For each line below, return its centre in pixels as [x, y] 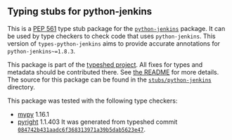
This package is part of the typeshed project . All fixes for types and [105, 64]
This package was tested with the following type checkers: [92, 101]
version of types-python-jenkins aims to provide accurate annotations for [114, 43]
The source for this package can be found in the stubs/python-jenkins [110, 79]
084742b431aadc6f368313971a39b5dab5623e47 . [82, 129]
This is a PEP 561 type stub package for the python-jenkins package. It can [116, 28]
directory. [21, 87]
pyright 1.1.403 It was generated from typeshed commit [97, 122]
